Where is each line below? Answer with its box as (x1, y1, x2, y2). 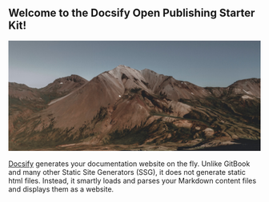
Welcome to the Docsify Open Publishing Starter (8, 6, 255, 20)
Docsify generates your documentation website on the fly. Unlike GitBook (8, 159, 251, 168)
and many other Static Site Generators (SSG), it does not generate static (8, 168, 247, 177)
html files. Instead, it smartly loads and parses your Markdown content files (8, 176, 257, 186)
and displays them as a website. (8, 184, 114, 194)
